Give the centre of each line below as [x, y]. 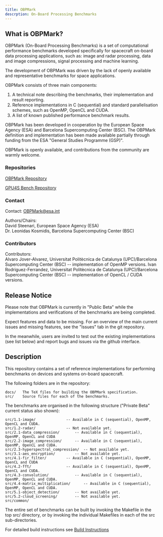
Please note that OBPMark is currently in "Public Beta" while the [69, 307]
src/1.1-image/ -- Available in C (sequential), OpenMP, [78, 419]
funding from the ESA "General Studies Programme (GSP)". [64, 140]
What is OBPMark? [34, 34]
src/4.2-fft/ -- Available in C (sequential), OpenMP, [78, 466]
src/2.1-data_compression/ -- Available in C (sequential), [74, 432]
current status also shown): [32, 411]
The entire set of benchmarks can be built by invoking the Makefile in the [78, 510]
